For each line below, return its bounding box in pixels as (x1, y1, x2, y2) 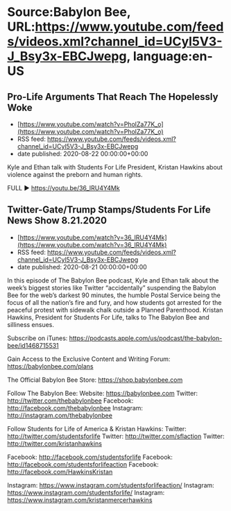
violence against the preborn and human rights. (7, 171, 143, 178)
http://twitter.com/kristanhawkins (7, 439, 103, 448)
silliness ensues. (7, 320, 54, 328)
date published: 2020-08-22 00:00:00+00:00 (17, 150, 148, 158)
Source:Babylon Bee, (7, 4, 131, 20)
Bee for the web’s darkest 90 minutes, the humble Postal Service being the (7, 291, 221, 299)
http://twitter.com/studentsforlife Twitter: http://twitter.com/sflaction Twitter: (7, 432, 225, 440)
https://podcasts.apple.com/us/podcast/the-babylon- (69, 334, 223, 342)
